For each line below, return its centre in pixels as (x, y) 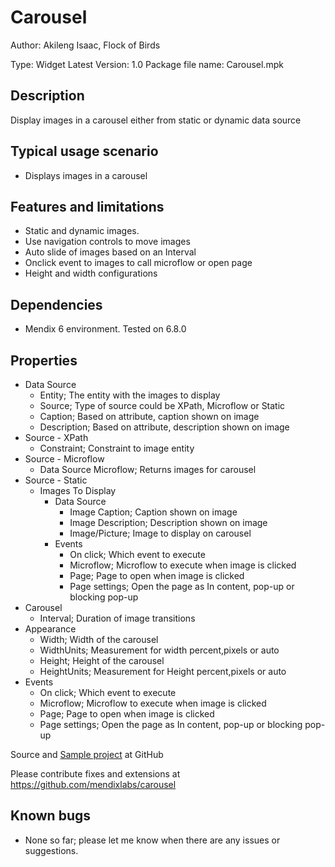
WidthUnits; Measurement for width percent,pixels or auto (159, 650)
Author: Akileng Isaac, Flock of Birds (85, 45)
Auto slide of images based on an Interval (110, 252)
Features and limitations (87, 206)
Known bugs (51, 816)
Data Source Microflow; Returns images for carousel (148, 469)
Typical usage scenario (84, 151)
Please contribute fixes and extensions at (95, 774)
